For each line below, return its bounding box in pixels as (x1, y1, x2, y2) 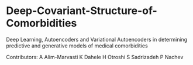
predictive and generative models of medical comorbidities (6, 42, 148, 49)
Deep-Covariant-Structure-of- (6, 4, 158, 18)
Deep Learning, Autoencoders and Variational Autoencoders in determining (6, 36, 188, 43)
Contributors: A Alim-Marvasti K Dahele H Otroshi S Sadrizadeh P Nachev (6, 53, 184, 60)
